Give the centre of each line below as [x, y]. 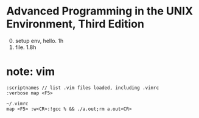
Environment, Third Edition [75, 24]
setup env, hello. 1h [39, 41]
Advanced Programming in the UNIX [100, 11]
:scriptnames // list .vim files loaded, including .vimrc [83, 88]
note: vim [31, 72]
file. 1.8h [26, 47]
